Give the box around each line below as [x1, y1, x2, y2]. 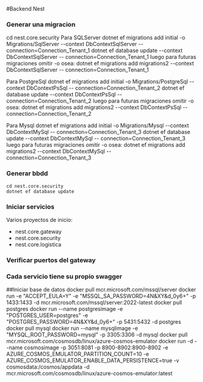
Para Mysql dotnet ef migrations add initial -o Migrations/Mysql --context [6, 122, 189, 129]
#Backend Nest [6, 5, 45, 12]
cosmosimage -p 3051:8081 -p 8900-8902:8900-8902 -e [24, 344, 168, 351]
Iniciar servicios [6, 203, 55, 211]
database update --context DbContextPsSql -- [6, 91, 122, 98]
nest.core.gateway [15, 227, 62, 235]
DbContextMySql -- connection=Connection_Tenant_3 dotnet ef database [6, 129, 191, 136]
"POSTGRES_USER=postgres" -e [6, 312, 88, 319]
